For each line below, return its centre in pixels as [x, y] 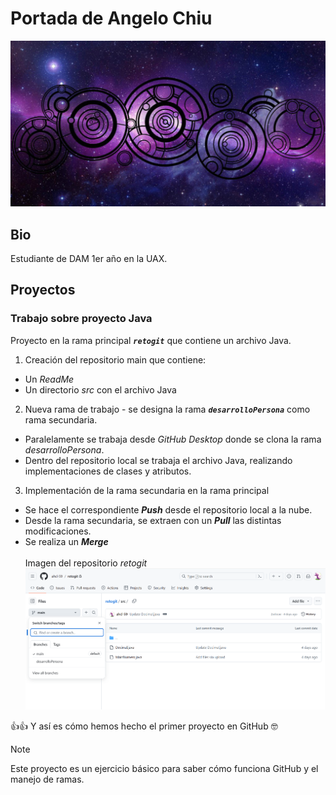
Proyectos [43, 290]
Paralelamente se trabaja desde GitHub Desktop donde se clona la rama [173, 439]
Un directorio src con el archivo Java [100, 389]
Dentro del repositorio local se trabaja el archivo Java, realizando [158, 460]
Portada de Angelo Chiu [111, 18]
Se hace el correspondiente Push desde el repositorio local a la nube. [168, 509]
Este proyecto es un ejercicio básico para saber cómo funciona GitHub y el [164, 769]
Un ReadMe [49, 379]
